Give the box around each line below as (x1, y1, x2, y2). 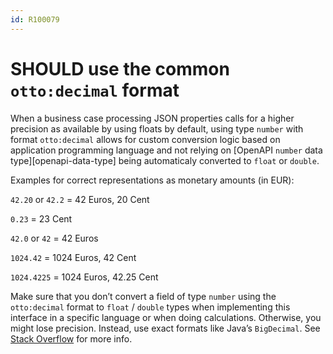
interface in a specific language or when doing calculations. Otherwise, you (10, 311, 322, 323)
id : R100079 (10, 14, 60, 25)
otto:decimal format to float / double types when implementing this (10, 301, 291, 313)
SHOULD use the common (10, 57, 230, 80)
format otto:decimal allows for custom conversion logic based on (10, 133, 281, 145)
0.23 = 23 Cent (10, 212, 73, 225)
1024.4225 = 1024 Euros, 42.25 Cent (10, 271, 159, 283)
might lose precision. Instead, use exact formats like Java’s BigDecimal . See (10, 322, 321, 334)
